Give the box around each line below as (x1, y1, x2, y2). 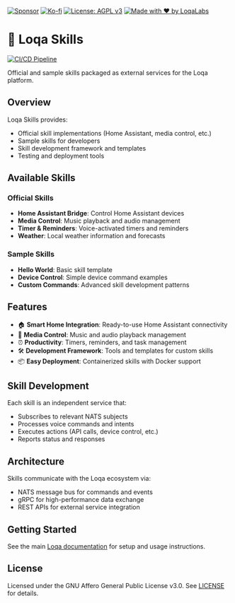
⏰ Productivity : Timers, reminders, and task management (17, 338, 187, 346)
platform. (7, 76, 34, 84)
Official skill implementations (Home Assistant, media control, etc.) (17, 129, 212, 137)
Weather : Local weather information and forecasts (17, 232, 166, 240)
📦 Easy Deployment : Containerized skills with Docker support (17, 357, 202, 365)
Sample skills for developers (17, 136, 101, 145)
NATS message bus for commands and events (17, 488, 154, 496)
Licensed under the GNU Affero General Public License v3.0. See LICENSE (7, 581, 225, 590)
